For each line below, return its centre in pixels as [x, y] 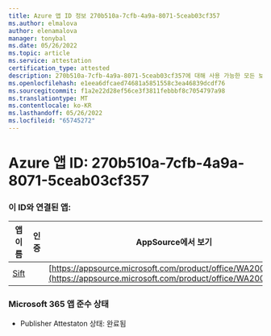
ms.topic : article [39, 53]
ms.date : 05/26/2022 [43, 46]
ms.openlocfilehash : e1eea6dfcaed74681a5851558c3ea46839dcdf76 [117, 83]
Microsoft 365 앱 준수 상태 [58, 305]
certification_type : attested [59, 68]
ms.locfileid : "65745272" [52, 121]
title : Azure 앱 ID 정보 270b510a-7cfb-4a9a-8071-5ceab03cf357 [114, 16]
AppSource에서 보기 [174, 243]
